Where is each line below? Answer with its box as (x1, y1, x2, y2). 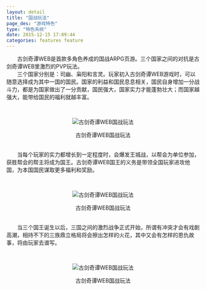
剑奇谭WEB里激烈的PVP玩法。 (6, 63, 83, 70)
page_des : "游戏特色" (6, 20, 58, 26)
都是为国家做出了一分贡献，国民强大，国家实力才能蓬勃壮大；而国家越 (22, 86, 200, 93)
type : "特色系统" (6, 26, 47, 32)
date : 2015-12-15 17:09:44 (6, 32, 75, 38)
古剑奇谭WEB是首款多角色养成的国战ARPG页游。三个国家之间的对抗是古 (17, 55, 200, 62)
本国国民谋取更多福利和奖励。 (22, 166, 98, 174)
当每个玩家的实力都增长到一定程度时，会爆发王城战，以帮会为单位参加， (17, 151, 200, 158)
